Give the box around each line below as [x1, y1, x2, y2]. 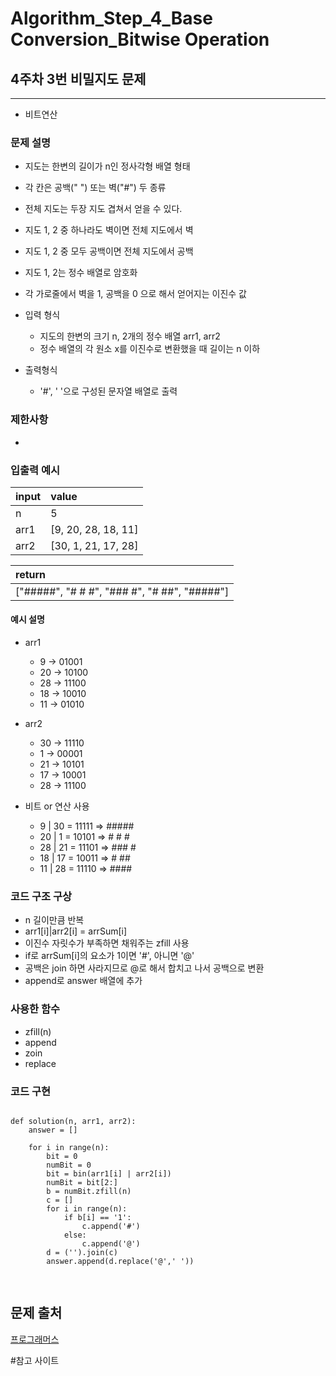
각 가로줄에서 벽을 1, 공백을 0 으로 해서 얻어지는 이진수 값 [24, 288, 247, 300]
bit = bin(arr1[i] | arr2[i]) [46, 1168, 172, 1179]
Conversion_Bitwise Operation [10, 28, 270, 51]
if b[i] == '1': [63, 1212, 132, 1222]
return [15, 567, 47, 581]
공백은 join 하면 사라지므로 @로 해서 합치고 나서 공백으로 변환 [24, 962, 265, 974]
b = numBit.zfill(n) [46, 1186, 132, 1196]
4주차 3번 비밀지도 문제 [10, 70, 147, 87]
